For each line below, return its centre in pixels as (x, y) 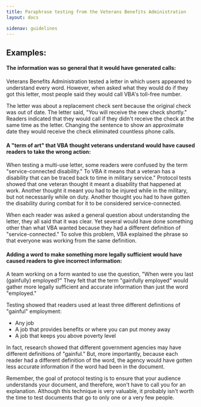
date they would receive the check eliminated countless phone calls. (91, 131)
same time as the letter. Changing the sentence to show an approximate (95, 125)
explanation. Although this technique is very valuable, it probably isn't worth (100, 391)
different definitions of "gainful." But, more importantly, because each (92, 354)
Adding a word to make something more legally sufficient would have (94, 254)
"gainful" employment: (34, 311)
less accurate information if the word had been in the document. (85, 367)
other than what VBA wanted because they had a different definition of (94, 228)
